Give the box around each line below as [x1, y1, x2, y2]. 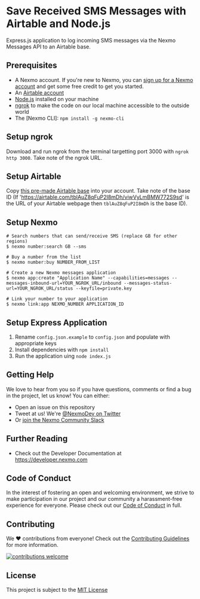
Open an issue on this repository [14, 403, 96, 411]
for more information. [6, 542, 59, 549]
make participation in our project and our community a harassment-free [6, 495, 183, 503]
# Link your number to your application [6, 296, 109, 302]
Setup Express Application [6, 317, 107, 327]
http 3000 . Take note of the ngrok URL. [6, 154, 103, 161]
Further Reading [6, 434, 68, 444]
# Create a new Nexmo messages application [6, 270, 116, 276]
